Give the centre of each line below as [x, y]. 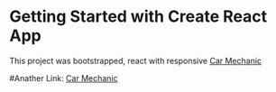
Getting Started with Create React [138, 17]
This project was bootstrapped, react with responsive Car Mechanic [136, 60]
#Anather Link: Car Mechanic [64, 78]
